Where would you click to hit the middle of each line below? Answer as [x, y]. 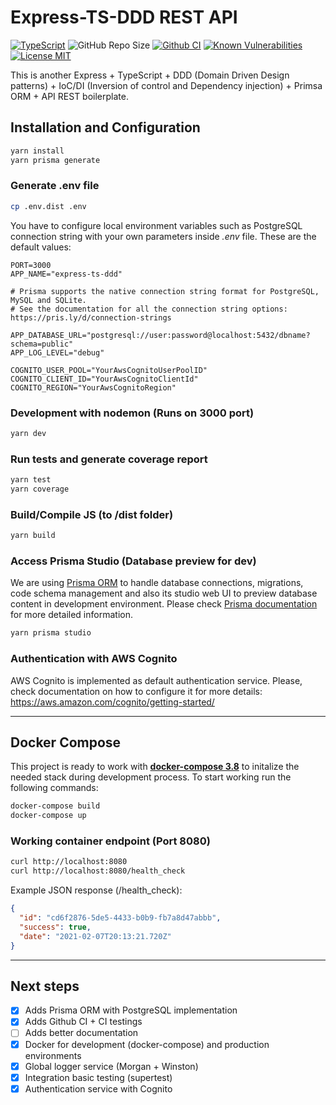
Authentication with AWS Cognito [94, 659]
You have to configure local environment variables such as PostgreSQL [156, 225]
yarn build [33, 536]
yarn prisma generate [55, 160]
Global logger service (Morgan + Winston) [111, 1066]
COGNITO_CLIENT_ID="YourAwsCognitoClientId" [104, 379]
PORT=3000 [31, 265]
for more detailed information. [71, 615]
